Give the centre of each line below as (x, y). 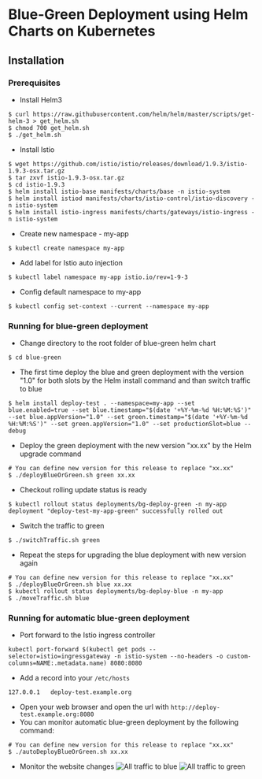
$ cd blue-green (35, 358)
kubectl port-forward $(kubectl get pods (77, 650)
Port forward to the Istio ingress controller (87, 635)
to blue (31, 389)
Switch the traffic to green (62, 526)
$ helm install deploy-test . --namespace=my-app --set (101, 403)
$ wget (19, 164)
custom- (239, 657)
